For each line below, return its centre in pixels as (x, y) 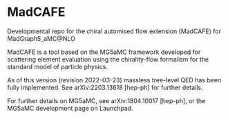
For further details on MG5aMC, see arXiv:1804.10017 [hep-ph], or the (106, 100)
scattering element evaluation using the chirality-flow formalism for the (108, 59)
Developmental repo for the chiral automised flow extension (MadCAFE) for (114, 31)
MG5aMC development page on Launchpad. (70, 108)
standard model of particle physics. (58, 66)
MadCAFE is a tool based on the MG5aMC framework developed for (104, 52)
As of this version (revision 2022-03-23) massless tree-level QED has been (114, 80)
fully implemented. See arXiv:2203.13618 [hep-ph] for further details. (105, 87)
